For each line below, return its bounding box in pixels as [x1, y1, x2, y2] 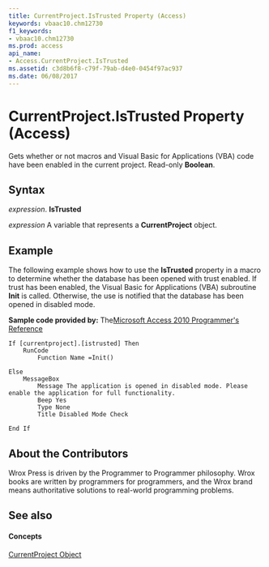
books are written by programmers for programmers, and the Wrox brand [8, 477, 253, 486]
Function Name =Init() [37, 354, 114, 362]
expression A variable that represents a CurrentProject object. [8, 220, 217, 230]
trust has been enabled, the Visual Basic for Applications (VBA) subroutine [8, 283, 257, 292]
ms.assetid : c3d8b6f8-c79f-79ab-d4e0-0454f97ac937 [8, 65, 183, 73]
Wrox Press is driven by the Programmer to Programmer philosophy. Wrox [8, 468, 255, 478]
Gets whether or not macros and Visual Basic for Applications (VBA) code [8, 151, 254, 160]
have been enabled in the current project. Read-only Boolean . [8, 160, 216, 169]
